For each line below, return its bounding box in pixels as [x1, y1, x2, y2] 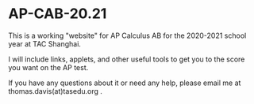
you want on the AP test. [8, 62, 89, 72]
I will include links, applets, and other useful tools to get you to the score [8, 54, 245, 64]
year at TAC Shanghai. [8, 39, 82, 48]
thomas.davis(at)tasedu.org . [8, 86, 103, 95]
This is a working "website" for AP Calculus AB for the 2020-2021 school [8, 31, 247, 40]
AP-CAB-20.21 [8, 5, 107, 23]
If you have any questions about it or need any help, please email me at [8, 78, 241, 87]
